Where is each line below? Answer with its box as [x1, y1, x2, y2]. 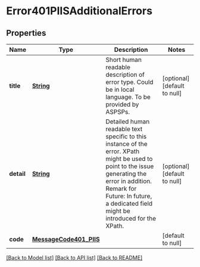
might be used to [105, 155, 153, 163]
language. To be [105, 93, 151, 101]
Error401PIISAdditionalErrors [6, 4, 153, 18]
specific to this [105, 132, 147, 141]
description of [105, 70, 145, 79]
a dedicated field [105, 200, 153, 207]
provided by [105, 100, 139, 108]
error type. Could [105, 78, 154, 86]
